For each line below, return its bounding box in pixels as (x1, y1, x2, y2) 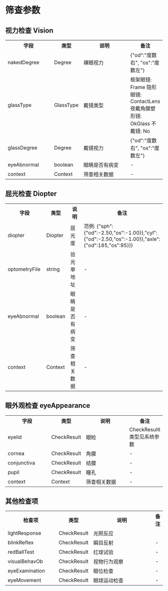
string (46, 266, 60, 273)
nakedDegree (7, 59, 40, 66)
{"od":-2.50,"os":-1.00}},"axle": (83, 235, 161, 243)
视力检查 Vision (5, 26, 53, 35)
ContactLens (130, 98, 161, 104)
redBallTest (7, 548, 34, 555)
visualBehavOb (7, 558, 43, 565)
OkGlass (130, 120, 150, 127)
